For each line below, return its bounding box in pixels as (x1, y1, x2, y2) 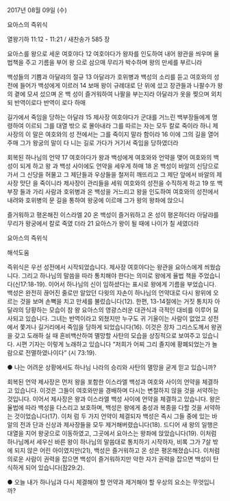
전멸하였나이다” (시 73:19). (25, 349, 97, 356)
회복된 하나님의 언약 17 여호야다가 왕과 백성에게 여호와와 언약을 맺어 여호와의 (7, 154, 212, 161)
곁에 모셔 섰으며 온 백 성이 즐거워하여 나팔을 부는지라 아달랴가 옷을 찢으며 (14, 90, 210, 98)
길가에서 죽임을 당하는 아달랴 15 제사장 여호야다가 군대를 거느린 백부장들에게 (7, 113, 211, 121)
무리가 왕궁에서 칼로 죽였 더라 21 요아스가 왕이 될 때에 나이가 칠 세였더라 (7, 219, 199, 228)
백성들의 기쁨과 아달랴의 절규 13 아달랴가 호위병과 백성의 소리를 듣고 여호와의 (7, 73, 212, 81)
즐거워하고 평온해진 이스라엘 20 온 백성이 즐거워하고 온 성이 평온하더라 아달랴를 (7, 211, 219, 219)
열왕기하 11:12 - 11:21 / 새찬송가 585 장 (7, 35, 110, 43)
